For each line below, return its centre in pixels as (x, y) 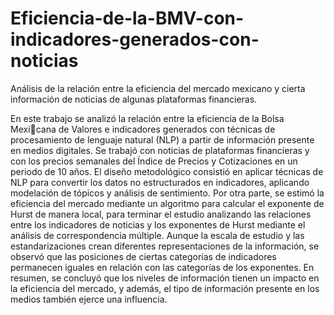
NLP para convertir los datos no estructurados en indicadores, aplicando (160, 182)
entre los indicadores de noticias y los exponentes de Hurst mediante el (158, 224)
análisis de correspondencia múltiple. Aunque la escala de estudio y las (157, 235)
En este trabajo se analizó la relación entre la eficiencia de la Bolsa (147, 118)
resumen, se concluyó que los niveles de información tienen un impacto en (165, 278)
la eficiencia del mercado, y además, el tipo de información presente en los (165, 288)
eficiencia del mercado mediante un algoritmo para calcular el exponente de (167, 203)
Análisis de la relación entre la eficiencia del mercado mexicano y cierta (158, 88)
